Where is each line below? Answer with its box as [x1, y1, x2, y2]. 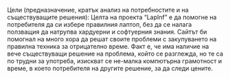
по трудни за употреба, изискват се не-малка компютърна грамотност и [7, 57, 222, 65]
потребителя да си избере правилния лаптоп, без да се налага [7, 21, 192, 28]
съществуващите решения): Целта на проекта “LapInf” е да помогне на [7, 13, 217, 21]
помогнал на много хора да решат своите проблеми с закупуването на [7, 35, 217, 43]
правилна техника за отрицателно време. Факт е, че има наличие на [7, 43, 209, 50]
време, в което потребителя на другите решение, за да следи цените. [7, 65, 214, 72]
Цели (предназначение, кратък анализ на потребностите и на [7, 6, 189, 14]
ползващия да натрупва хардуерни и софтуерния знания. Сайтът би [7, 27, 207, 36]
